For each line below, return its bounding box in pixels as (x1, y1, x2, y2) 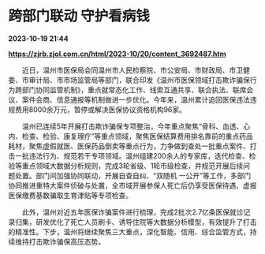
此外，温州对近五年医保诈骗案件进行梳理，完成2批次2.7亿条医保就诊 (21, 207, 244, 217)
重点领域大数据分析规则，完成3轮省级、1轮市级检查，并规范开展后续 (21, 161, 244, 170)
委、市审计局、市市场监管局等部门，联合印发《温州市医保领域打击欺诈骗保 (8, 75, 250, 84)
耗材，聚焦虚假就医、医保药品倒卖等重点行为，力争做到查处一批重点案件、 (8, 141, 250, 151)
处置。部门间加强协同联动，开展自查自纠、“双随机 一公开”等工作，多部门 (14, 170, 252, 180)
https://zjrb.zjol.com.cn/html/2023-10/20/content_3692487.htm (8, 49, 226, 58)
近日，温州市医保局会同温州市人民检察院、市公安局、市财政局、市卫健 (21, 65, 250, 75)
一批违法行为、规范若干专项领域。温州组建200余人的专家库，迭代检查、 (14, 151, 250, 160)
